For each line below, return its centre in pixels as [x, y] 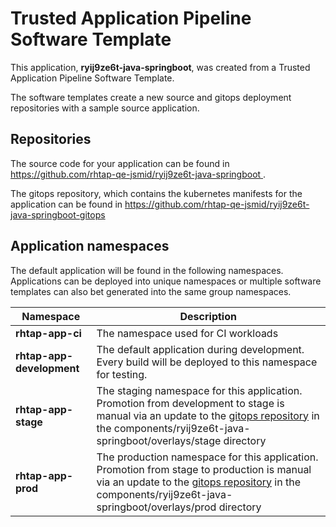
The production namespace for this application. [207, 457]
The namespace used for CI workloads [187, 333]
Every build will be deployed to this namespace [207, 362]
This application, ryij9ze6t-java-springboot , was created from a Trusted [160, 67]
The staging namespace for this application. [199, 390]
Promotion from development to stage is [190, 403]
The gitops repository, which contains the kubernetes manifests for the [156, 193]
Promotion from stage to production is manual [204, 469]
